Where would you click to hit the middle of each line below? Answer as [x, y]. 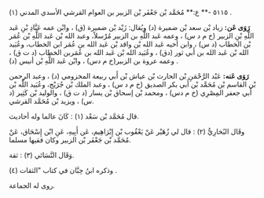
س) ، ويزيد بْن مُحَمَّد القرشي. [51, 101]
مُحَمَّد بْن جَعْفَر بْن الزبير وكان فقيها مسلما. [70, 140]
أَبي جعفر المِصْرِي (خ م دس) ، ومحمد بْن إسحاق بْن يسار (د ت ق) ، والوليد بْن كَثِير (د [130, 93]
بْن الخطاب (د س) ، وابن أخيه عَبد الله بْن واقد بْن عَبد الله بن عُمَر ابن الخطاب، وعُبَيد [130, 44]
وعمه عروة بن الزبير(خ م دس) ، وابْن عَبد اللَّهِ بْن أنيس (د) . [94, 60]
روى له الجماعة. [32, 185]
